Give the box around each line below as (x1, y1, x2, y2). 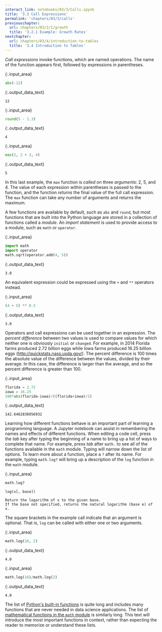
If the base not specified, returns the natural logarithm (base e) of (5, 502, 153, 507)
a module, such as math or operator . (5, 225, 77, 231)
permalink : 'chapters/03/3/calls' (5, 16, 75, 21)
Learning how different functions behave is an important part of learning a (5, 420, 153, 426)
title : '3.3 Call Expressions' (5, 12, 68, 17)
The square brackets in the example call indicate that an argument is (5, 515, 142, 521)
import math (5, 244, 29, 249)
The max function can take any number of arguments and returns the (5, 195, 142, 200)
